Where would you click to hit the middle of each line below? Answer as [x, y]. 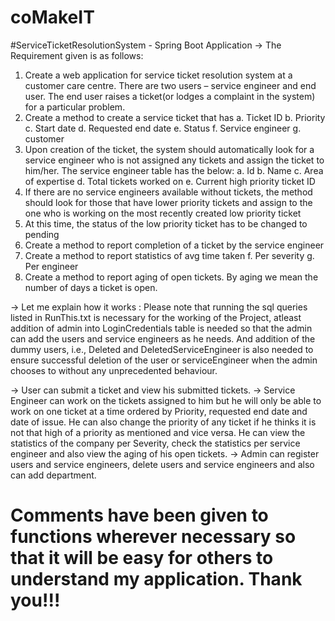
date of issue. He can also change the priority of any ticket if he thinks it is [163, 422]
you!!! [35, 600]
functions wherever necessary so [153, 537]
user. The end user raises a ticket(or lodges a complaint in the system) [170, 96]
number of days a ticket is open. [91, 287]
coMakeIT [52, 17]
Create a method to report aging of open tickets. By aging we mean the [171, 277]
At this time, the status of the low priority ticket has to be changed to [166, 223]
